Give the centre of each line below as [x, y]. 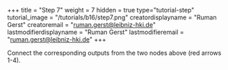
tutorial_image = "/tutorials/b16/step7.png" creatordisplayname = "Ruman [112, 17]
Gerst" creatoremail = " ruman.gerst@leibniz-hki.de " [82, 25]
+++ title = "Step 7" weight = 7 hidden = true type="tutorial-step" [101, 10]
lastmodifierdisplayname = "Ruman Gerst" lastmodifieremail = [96, 32]
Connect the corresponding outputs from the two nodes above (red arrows [114, 53]
